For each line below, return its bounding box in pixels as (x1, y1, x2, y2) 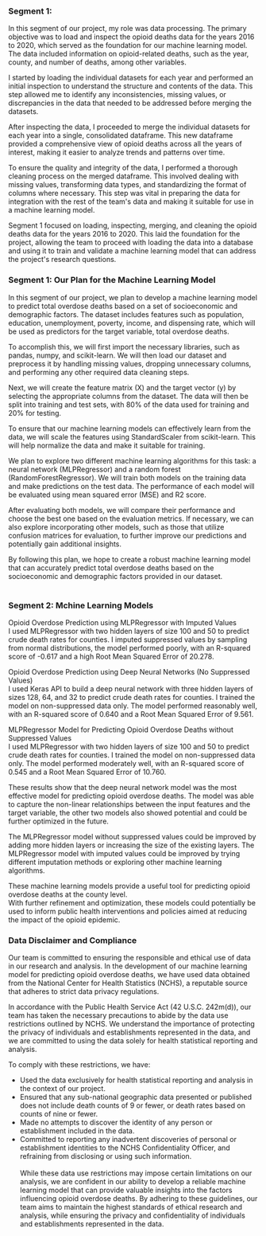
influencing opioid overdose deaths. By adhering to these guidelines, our (19, 1194, 258, 1203)
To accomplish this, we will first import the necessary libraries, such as (8, 342, 241, 351)
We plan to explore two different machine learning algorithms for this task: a (8, 456, 256, 465)
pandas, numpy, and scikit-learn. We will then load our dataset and (8, 350, 227, 360)
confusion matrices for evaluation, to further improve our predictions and (8, 530, 247, 540)
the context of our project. (19, 1084, 106, 1093)
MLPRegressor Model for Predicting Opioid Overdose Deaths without (8, 725, 234, 734)
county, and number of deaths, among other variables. (8, 57, 187, 67)
